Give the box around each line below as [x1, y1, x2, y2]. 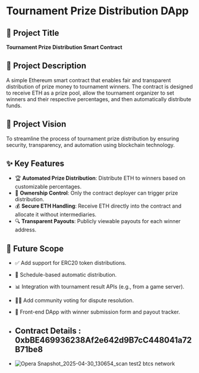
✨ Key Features [6, 159, 64, 169]
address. [14, 226, 37, 233]
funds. [6, 102, 22, 109]
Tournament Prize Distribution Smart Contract [6, 43, 123, 51]
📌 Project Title [6, 28, 59, 38]
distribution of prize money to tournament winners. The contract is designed [6, 83, 193, 90]
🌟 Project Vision [6, 119, 67, 129]
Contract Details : [14, 325, 81, 336]
